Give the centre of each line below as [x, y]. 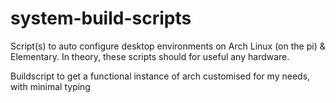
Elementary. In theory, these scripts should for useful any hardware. [150, 56]
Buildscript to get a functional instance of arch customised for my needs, [160, 76]
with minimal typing [50, 86]
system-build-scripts [101, 18]
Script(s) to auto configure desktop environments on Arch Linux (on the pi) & [168, 46]
